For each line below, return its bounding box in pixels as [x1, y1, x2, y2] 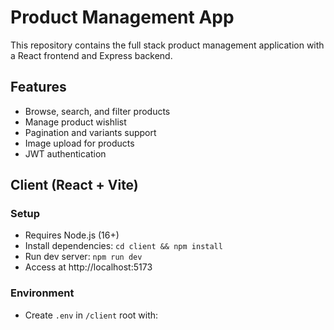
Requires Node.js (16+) [24, 229, 120, 241]
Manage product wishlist [24, 116, 127, 128]
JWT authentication [24, 147, 107, 160]
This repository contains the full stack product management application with [10, 39, 325, 51]
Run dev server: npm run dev [24, 251, 143, 263]
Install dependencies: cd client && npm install [24, 240, 223, 252]
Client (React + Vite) [10, 177, 139, 194]
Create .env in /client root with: [24, 309, 159, 321]
